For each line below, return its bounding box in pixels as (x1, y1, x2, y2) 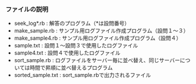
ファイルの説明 (5, 5, 49, 13)
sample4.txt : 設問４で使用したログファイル (14, 49, 121, 57)
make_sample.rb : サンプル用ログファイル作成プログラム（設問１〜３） (14, 27, 189, 34)
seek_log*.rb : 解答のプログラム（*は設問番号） (14, 20, 130, 27)
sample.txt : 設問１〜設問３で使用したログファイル (14, 42, 138, 49)
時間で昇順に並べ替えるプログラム (30, 64, 113, 72)
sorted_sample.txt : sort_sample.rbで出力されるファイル (14, 72, 151, 79)
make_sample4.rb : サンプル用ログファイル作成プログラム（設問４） (14, 34, 182, 42)
